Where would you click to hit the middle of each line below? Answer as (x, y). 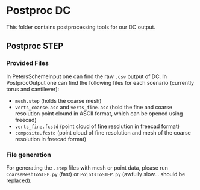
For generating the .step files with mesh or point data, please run (87, 167)
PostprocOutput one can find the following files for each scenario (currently (100, 82)
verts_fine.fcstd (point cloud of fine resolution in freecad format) (97, 126)
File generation (29, 155)
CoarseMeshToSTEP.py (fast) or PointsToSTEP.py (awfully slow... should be (96, 174)
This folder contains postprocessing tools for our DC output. (81, 27)
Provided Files (28, 63)
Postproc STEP (35, 46)
